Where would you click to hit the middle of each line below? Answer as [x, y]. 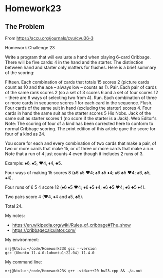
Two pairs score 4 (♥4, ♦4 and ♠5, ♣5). [44, 197]
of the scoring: [20, 73]
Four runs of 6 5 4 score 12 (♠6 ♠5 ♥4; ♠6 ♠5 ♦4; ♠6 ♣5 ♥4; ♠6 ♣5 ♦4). [75, 187]
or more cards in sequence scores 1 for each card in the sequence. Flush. [79, 103]
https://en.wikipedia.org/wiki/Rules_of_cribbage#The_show [72, 225]
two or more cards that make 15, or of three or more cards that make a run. [80, 149]
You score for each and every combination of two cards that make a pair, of [81, 143]
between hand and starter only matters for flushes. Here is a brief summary [81, 67]
